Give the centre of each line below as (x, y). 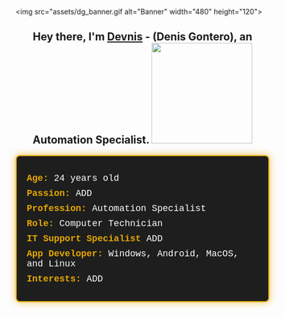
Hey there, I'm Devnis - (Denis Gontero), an (142, 37)
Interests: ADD (65, 279)
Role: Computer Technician (95, 223)
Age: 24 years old (73, 178)
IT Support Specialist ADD (95, 238)
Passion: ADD (60, 193)
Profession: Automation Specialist (117, 209)
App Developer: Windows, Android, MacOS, (133, 254)
